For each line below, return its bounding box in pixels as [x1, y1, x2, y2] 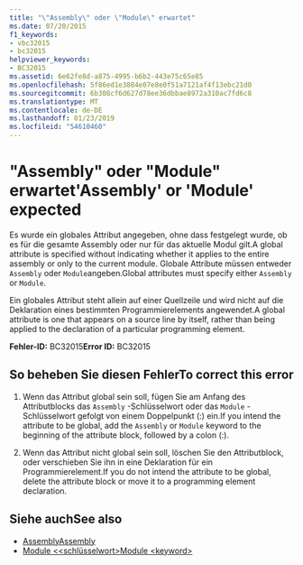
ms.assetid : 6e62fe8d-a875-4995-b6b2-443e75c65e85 [9, 72, 204, 81]
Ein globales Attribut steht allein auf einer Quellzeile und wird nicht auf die [9, 294, 284, 305]
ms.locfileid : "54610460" [9, 123, 106, 132]
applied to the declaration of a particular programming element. [9, 323, 245, 334]
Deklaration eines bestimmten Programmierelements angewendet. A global [9, 304, 286, 315]
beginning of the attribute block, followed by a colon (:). [22, 430, 230, 440]
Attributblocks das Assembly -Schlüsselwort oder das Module [22, 401, 245, 412]
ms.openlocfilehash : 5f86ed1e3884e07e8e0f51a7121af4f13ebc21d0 [9, 80, 252, 89]
